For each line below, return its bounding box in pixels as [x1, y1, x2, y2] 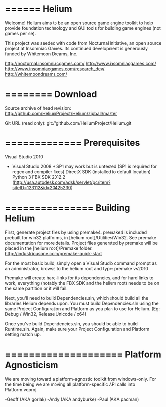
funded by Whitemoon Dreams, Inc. [5, 51, 78, 57]
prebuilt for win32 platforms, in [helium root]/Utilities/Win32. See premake [5, 234, 157, 240]
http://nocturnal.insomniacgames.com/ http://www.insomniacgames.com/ [5, 60, 156, 66]
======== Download [5, 89, 97, 100]
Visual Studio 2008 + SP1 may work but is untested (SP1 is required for [12, 163, 157, 169]
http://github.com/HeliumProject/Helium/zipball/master [5, 110, 117, 116]
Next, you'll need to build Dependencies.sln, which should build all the [5, 295, 149, 301]
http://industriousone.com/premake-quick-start [5, 250, 102, 256]
